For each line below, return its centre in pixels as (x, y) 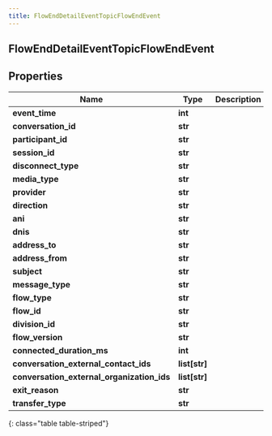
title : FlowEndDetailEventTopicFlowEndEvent (85, 16)
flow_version (38, 337)
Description (238, 99)
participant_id (40, 139)
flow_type (32, 297)
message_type (42, 284)
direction (30, 205)
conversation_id (44, 126)
